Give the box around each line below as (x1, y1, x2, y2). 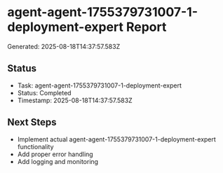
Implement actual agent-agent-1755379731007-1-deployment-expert (17, 134, 216, 144)
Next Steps (7, 116, 57, 128)
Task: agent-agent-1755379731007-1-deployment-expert (17, 81, 182, 90)
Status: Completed (17, 88, 72, 97)
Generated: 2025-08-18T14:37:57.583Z (7, 42, 121, 50)
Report (126, 19, 167, 35)
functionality (17, 142, 54, 151)
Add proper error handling (17, 150, 93, 158)
